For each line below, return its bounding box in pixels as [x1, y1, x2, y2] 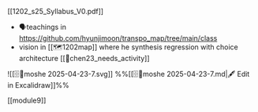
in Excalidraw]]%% [7, 81, 69, 89]
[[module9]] [7, 96, 47, 105]
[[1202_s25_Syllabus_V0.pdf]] [7, 7, 104, 16]
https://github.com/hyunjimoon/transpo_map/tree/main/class [18, 34, 218, 42]
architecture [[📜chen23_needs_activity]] [18, 54, 151, 63]
